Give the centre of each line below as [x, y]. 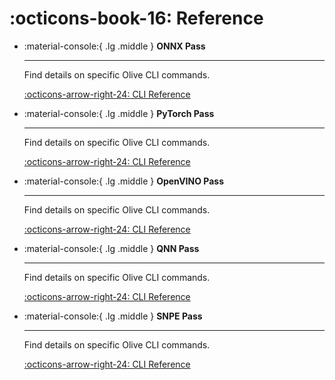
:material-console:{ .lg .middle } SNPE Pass [113, 316]
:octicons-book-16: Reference [136, 18]
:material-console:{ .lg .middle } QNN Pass [111, 248]
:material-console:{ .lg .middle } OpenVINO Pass [123, 181]
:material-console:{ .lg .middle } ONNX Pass [114, 46]
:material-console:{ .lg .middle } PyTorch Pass [119, 113]
